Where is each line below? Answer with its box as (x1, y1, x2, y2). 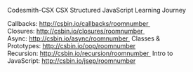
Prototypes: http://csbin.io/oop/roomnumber (7, 42, 135, 50)
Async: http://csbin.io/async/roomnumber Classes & (7, 34, 160, 43)
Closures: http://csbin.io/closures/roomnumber (7, 27, 143, 35)
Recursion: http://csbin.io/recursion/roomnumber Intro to (7, 49, 173, 57)
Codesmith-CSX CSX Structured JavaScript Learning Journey (7, 6, 186, 14)
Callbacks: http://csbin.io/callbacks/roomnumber (7, 20, 149, 27)
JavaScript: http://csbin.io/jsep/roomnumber (7, 57, 136, 65)
